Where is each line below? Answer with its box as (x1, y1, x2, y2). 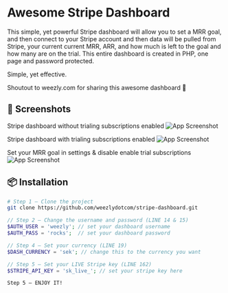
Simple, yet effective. (7, 70, 67, 78)
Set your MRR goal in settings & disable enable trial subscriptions (7, 148, 192, 156)
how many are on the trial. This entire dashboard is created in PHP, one (7, 50, 209, 58)
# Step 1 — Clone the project (7, 198, 94, 205)
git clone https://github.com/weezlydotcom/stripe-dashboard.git (7, 204, 198, 211)
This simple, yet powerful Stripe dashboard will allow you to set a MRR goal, (7, 28, 222, 36)
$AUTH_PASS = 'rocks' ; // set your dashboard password (7, 230, 170, 237)
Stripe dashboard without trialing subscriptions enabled (7, 122, 165, 130)
